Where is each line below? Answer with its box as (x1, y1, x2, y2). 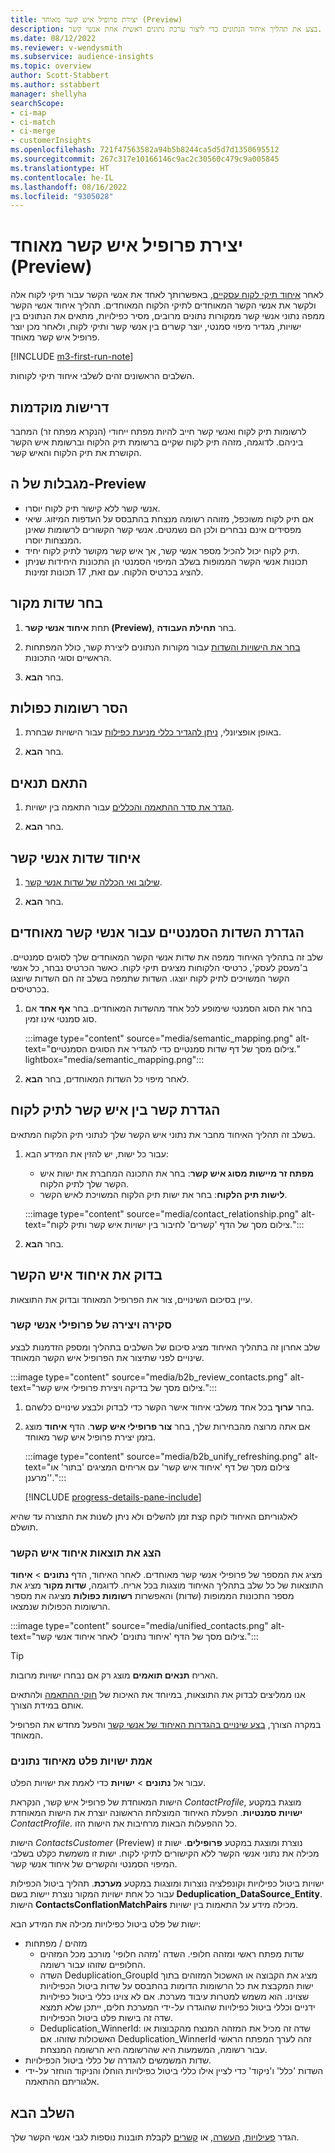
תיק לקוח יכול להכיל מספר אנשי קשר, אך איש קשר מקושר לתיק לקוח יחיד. (24, 544, 300, 556)
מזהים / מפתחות (24, 1937, 88, 1950)
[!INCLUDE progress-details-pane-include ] (24, 1491, 202, 1503)
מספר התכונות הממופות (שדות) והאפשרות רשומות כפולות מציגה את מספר (10, 1590, 295, 1602)
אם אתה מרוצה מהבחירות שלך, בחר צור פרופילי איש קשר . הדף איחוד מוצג (24, 1420, 311, 1432)
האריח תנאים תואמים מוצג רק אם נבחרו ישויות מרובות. (10, 1669, 219, 1681)
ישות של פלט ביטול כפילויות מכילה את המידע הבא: (10, 1918, 202, 1930)
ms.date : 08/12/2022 (10, 33, 97, 43)
